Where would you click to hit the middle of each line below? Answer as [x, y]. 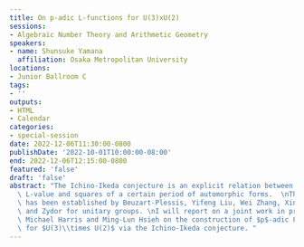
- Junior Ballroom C [48, 77]
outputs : [26, 102]
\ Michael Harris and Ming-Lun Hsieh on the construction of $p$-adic [153, 219]
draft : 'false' [38, 177]
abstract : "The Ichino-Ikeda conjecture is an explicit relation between [152, 186]
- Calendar [30, 119]
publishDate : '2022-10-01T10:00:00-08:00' [90, 152]
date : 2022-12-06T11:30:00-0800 [70, 144]
